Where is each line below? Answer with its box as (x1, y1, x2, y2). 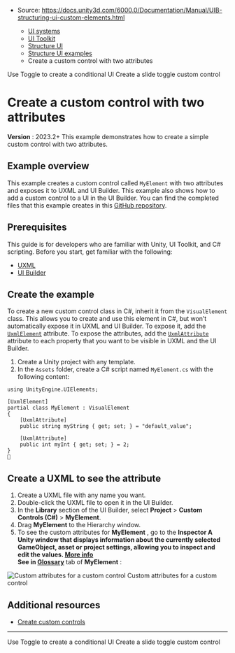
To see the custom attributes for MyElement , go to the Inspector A (17, 528, 213, 537)
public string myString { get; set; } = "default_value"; (20, 423, 192, 430)
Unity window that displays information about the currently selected (17, 536, 221, 544)
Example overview (7, 160, 90, 172)
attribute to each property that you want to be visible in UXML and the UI (7, 337, 217, 345)
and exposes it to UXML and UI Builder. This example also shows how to (7, 186, 215, 194)
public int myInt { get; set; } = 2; (20, 441, 130, 448)
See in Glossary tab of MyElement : (17, 558, 122, 566)
